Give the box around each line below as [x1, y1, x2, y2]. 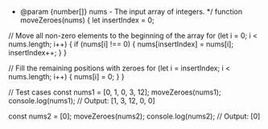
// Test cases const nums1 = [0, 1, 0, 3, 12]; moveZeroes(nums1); [8, 87, 221, 97]
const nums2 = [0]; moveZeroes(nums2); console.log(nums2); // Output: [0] [8, 111, 261, 121]
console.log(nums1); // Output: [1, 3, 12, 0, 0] [8, 96, 155, 105]
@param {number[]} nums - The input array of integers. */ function [19, 7, 243, 16]
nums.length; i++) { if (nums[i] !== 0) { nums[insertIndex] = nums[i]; [8, 39, 234, 49]
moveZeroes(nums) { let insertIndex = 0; [19, 15, 155, 25]
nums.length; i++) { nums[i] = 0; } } [8, 72, 125, 81]
